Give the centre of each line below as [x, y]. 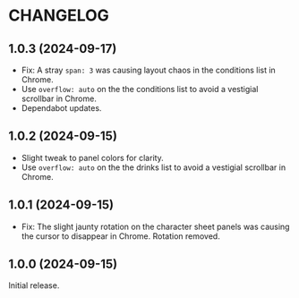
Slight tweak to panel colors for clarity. [93, 158]
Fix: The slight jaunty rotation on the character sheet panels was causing [155, 226]
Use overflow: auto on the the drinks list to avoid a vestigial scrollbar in [154, 167]
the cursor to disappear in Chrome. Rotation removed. [120, 236]
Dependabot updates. [61, 108]
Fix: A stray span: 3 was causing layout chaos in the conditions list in [149, 70]
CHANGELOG [59, 16]
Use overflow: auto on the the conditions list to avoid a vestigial [140, 89]
